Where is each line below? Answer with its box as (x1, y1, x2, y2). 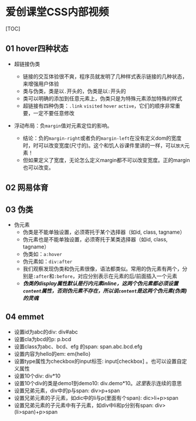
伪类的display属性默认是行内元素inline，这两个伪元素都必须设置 (22, 279, 178, 287)
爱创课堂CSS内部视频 (5, 5, 109, 19)
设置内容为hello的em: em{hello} (13, 350, 91, 357)
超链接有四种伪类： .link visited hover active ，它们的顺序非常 (22, 102, 175, 109)
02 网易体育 (5, 183, 49, 193)
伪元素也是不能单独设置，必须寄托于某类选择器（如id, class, (22, 235, 168, 243)
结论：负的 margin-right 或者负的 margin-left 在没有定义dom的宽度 (22, 134, 182, 142)
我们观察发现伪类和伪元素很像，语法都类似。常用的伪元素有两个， (22, 265, 183, 272)
